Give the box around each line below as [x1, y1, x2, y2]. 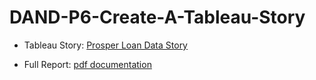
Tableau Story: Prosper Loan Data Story [23, 39, 188, 51]
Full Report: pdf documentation [23, 58, 152, 70]
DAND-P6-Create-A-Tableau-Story [9, 6, 306, 29]
